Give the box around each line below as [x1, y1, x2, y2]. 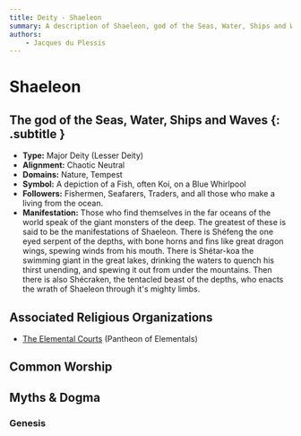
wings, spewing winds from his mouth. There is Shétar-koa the [21, 246, 254, 257]
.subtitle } [9, 126, 65, 142]
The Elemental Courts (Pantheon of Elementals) [21, 334, 199, 344]
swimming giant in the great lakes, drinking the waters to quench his [21, 255, 275, 266]
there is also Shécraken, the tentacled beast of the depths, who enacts [21, 275, 284, 285]
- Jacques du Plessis [25, 38, 106, 48]
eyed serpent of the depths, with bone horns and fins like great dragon [21, 236, 284, 247]
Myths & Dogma [9, 389, 101, 405]
